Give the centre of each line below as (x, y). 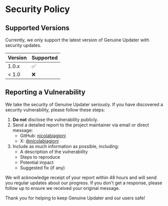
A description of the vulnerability (54, 152)
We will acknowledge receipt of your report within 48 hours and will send (81, 177)
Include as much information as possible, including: (66, 146)
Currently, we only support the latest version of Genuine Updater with (77, 40)
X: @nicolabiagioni (39, 141)
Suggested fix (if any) (43, 168)
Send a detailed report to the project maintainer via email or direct (81, 125)
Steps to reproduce (40, 157)
